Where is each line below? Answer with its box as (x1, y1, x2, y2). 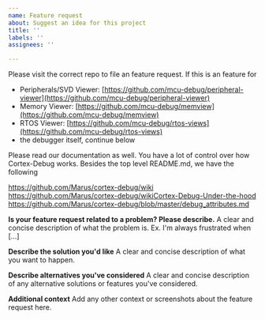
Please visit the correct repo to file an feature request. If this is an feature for (8, 70, 257, 79)
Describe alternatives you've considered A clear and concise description (8, 270, 250, 280)
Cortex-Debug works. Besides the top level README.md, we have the (8, 159, 234, 168)
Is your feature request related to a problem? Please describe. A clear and (8, 215, 254, 224)
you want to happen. (8, 255, 75, 265)
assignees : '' (8, 41, 55, 49)
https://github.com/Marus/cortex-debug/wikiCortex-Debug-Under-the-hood (8, 191, 256, 201)
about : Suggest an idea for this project (8, 19, 147, 27)
